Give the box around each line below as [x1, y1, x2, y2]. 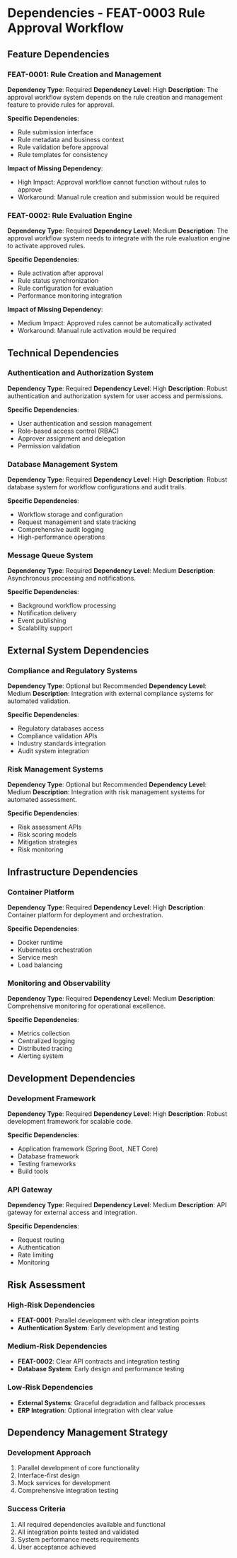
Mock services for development [17, 1479, 111, 1487]
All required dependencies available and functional [17, 1520, 166, 1528]
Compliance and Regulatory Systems [7, 665, 138, 675]
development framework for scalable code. [7, 1117, 133, 1126]
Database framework [17, 1152, 79, 1161]
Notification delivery [17, 609, 77, 617]
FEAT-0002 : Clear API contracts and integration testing [17, 1357, 180, 1366]
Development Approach [7, 1448, 91, 1458]
